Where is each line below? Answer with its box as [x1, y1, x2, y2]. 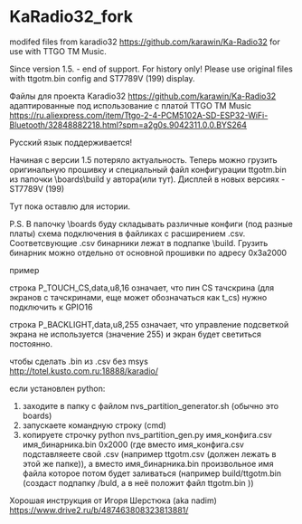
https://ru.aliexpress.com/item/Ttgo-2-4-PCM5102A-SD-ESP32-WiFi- [9, 110, 269, 120]
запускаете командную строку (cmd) [22, 419, 167, 431]
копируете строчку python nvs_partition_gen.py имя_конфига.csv [22, 429, 273, 440]
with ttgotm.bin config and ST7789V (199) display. [9, 72, 196, 83]
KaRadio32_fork [9, 6, 134, 27]
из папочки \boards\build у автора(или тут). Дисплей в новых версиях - [9, 174, 286, 185]
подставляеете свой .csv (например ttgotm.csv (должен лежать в [22, 448, 277, 459]
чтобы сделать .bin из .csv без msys [9, 356, 149, 367]
